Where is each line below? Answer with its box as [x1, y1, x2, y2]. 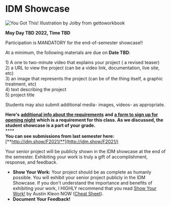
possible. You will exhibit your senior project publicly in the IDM [12, 174, 146, 181]
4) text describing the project [5, 86, 67, 92]
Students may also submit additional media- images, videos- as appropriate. [5, 101, 165, 107]
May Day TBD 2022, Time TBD [5, 30, 71, 36]
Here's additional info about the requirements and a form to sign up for [5, 111, 158, 117]
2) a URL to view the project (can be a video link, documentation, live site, [5, 65, 160, 71]
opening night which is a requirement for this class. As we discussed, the [5, 116, 164, 123]
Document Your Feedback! [12, 196, 71, 202]
